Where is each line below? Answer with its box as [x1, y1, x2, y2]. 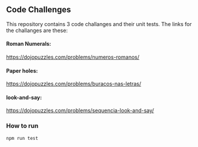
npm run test [6, 135, 39, 141]
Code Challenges [6, 5, 71, 15]
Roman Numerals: [6, 40, 52, 47]
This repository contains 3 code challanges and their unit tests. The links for [6, 20, 192, 27]
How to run [6, 122, 39, 130]
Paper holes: [6, 67, 39, 74]
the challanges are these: [6, 27, 68, 34]
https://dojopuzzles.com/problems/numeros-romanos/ [6, 53, 139, 61]
